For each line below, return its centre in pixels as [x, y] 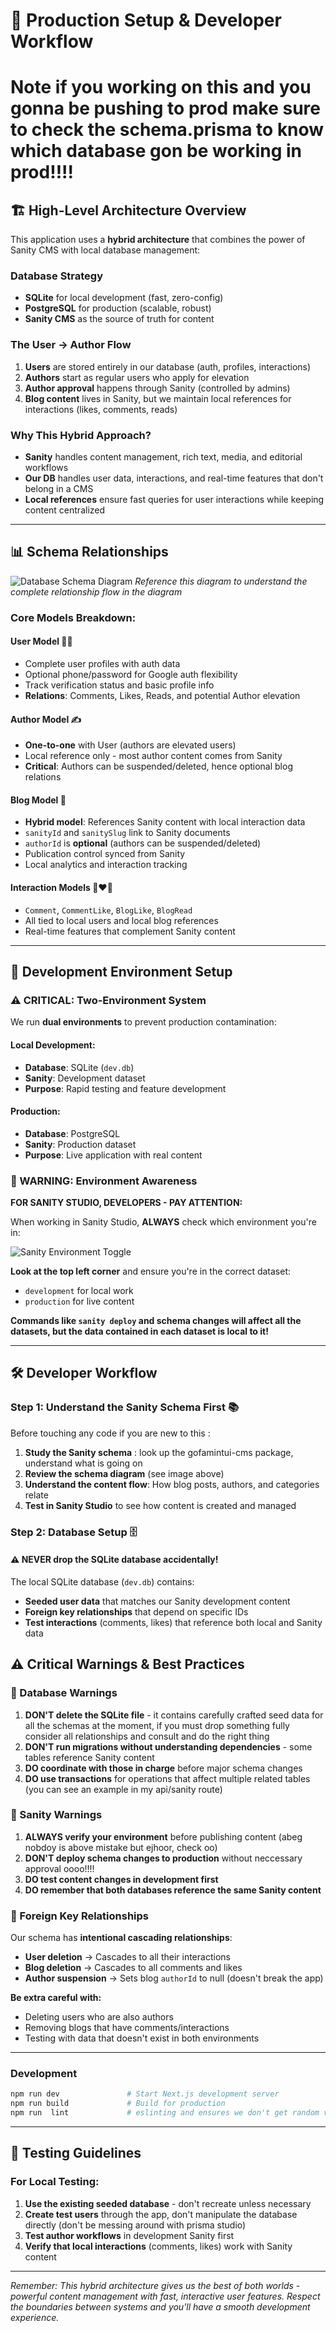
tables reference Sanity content [89, 1757]
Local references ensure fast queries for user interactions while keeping [174, 500]
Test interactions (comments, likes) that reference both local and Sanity [173, 1622]
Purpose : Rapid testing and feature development [125, 1088]
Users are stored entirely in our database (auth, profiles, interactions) [168, 366]
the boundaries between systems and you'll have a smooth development [160, 2306]
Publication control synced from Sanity [105, 854]
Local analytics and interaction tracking [106, 865]
